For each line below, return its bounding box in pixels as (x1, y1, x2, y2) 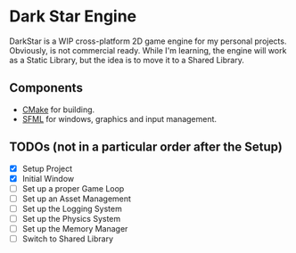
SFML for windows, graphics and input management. (21, 113, 217, 124)
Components (9, 80, 83, 95)
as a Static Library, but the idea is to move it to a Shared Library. (9, 54, 245, 65)
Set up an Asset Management (21, 193, 132, 204)
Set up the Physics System (21, 213, 121, 224)
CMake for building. (21, 104, 95, 115)
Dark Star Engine (9, 6, 137, 27)
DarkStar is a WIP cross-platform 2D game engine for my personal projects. (9, 36, 287, 46)
